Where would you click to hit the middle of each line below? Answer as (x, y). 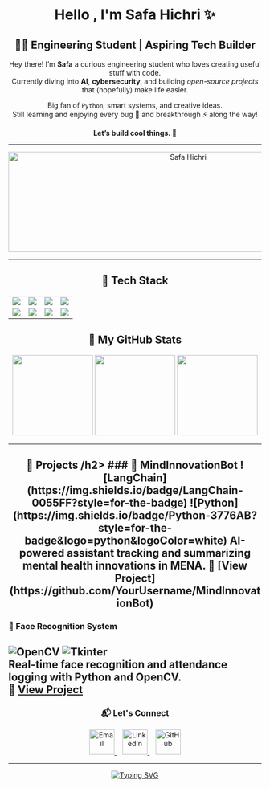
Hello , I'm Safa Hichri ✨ (135, 15)
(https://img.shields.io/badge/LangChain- (135, 490)
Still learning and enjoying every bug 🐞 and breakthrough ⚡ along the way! (135, 114)
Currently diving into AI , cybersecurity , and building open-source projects (135, 81)
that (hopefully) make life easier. (135, 90)
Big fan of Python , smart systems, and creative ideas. (135, 105)
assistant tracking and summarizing (159, 553)
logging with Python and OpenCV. (95, 678)
